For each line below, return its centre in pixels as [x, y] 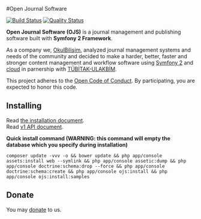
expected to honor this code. [42, 87]
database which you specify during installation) [67, 145]
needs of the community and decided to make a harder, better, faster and [97, 56]
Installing [24, 106]
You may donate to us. [34, 209]
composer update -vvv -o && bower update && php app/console [84, 155]
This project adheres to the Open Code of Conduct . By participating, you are [101, 81]
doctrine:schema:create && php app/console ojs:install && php [87, 171]
